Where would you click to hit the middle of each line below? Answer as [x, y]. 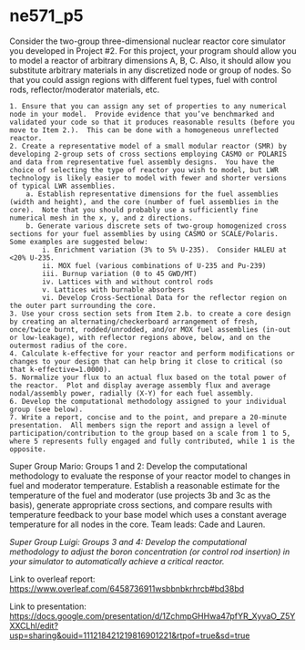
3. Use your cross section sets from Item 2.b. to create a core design [150, 314]
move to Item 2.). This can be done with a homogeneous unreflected [144, 130]
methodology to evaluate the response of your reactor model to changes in [150, 476]
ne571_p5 [46, 16]
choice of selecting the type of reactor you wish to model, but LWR [144, 170]
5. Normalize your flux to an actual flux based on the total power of [148, 377]
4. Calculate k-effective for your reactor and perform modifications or [152, 353]
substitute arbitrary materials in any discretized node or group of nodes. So [150, 70]
